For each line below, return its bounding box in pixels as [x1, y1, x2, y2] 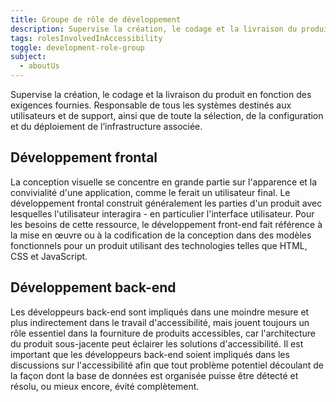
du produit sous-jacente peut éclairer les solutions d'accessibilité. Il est [10, 337, 304, 350]
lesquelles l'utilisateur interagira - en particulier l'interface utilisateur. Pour [10, 207, 315, 220]
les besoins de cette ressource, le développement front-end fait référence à [10, 218, 323, 230]
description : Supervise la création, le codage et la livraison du [10, 24, 298, 34]
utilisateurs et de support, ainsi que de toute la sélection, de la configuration [10, 110, 324, 121]
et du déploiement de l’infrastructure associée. [10, 121, 203, 132]
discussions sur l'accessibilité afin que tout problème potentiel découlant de [10, 359, 324, 371]
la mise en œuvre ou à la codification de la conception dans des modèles [10, 229, 312, 241]
